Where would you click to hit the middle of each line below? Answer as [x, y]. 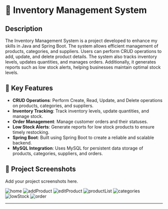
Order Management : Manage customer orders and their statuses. [80, 121]
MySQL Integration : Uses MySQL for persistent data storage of [78, 148]
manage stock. [28, 116]
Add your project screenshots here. [42, 181]
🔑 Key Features [29, 88]
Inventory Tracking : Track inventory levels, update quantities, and [80, 111]
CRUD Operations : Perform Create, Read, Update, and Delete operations [87, 100]
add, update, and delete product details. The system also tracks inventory [81, 56]
